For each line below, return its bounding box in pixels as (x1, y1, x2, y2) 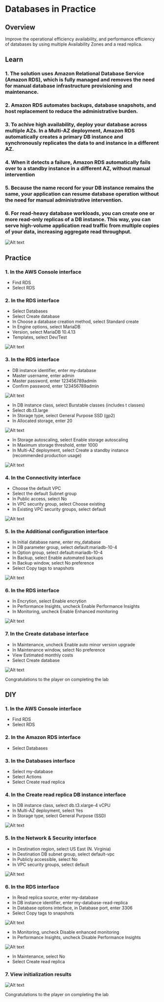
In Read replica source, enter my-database (12, 894, 99, 900)
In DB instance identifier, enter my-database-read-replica (12, 899, 128, 905)
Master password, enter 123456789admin (12, 377, 97, 384)
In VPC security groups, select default (12, 861, 89, 867)
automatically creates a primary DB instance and (5, 134, 123, 141)
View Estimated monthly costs (12, 652, 73, 658)
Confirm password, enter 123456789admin (12, 383, 99, 389)
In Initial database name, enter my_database (12, 539, 101, 545)
